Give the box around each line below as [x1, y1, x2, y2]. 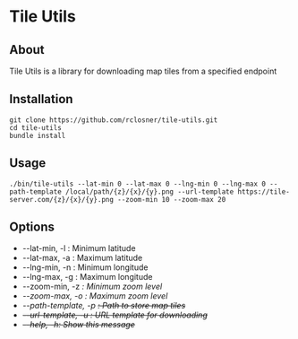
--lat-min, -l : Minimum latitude [21, 243, 136, 254]
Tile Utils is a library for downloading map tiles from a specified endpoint [9, 65, 277, 76]
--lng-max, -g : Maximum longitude [21, 272, 153, 282]
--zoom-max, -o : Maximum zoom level [21, 291, 168, 301]
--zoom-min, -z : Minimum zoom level [21, 281, 163, 292]
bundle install [9, 131, 66, 140]
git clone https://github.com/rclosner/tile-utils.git [9, 115, 218, 125]
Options [9, 220, 55, 235]
